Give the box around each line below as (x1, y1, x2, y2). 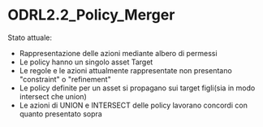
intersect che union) (19, 91, 87, 101)
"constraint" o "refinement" (19, 74, 111, 84)
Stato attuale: (7, 33, 53, 42)
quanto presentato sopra (19, 108, 102, 119)
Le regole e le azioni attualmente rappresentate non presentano (19, 65, 232, 75)
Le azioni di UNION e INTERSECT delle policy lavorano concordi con (19, 100, 248, 110)
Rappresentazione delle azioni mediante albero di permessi (19, 48, 218, 58)
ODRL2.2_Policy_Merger (7, 6, 175, 24)
